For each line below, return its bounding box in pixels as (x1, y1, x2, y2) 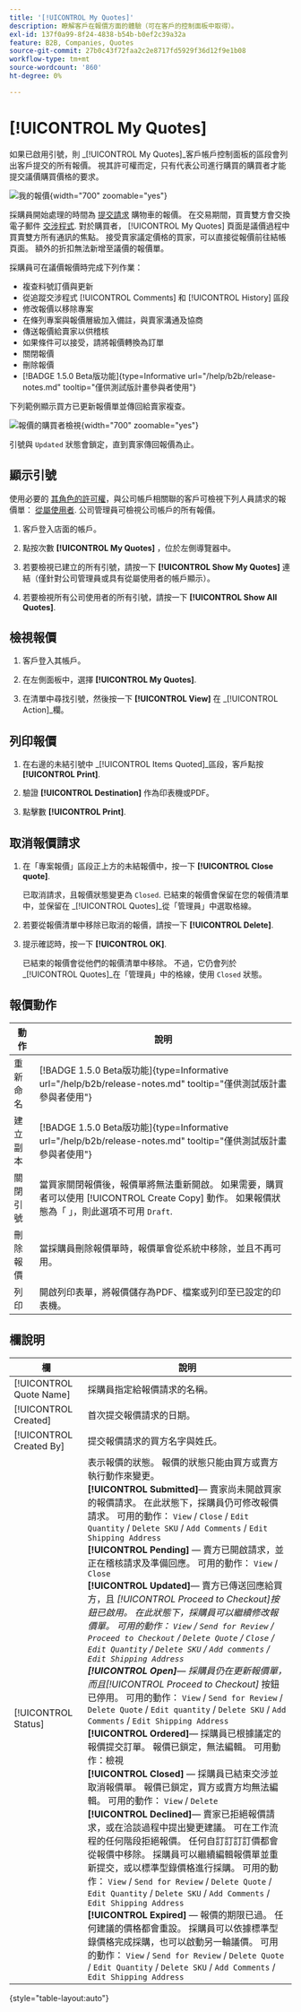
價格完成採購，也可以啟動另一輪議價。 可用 (96, 1935, 279, 1947)
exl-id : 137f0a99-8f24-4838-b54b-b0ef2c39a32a (9, 30, 186, 39)
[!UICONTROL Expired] (87, 1908, 187, 1921)
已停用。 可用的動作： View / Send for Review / (87, 1691, 284, 1704)
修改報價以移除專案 (21, 303, 94, 314)
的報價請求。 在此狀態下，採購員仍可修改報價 (87, 1496, 279, 1508)
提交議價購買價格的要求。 (9, 171, 104, 182)
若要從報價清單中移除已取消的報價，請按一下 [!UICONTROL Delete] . (21, 920, 274, 930)
